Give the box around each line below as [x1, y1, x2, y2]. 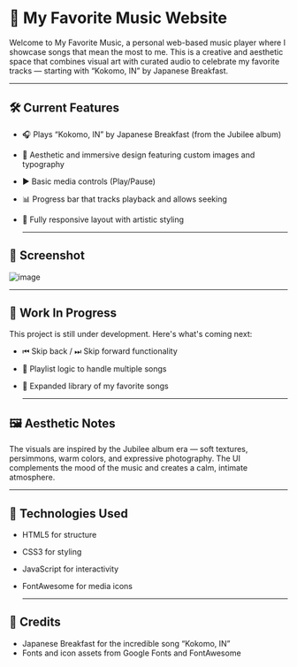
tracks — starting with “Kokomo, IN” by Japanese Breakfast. [9, 65, 228, 76]
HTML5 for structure [21, 530, 97, 540]
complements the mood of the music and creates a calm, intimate [9, 463, 248, 473]
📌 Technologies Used [9, 506, 128, 521]
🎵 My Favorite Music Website [9, 8, 228, 28]
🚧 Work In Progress [9, 305, 118, 320]
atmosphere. [9, 472, 56, 483]
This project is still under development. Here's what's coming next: [9, 329, 253, 340]
